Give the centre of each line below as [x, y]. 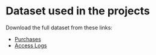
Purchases [28, 39]
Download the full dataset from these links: [59, 27]
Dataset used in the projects [78, 11]
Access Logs [31, 45]
